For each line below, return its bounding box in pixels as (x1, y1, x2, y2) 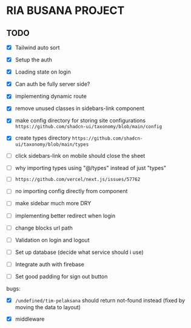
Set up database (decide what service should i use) (15, 248, 144, 256)
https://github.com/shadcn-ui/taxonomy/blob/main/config (15, 124, 163, 130)
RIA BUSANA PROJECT (6, 4, 125, 18)
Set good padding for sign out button (15, 273, 108, 280)
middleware (15, 315, 45, 323)
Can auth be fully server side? (15, 80, 90, 88)
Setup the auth (15, 56, 53, 64)
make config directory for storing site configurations (15, 117, 146, 125)
